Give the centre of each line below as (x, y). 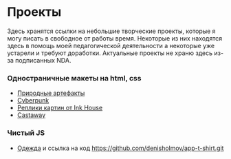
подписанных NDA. (43, 60)
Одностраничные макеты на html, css (74, 78)
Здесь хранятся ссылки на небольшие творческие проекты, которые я (111, 31)
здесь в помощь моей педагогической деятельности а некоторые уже (111, 45)
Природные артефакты (51, 93)
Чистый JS (26, 133)
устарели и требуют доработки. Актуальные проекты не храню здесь (110, 53)
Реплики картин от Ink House (60, 108)
